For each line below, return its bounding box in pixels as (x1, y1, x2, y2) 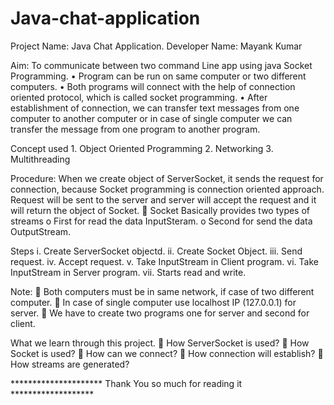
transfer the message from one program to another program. (10, 123, 261, 135)
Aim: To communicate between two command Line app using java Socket (10, 59, 313, 71)
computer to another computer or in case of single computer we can (10, 112, 293, 124)
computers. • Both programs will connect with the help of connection (10, 80, 296, 92)
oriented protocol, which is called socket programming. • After (10, 91, 268, 103)
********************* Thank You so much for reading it (10, 377, 243, 389)
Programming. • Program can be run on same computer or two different (10, 70, 307, 82)
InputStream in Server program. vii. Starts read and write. (10, 266, 247, 278)
